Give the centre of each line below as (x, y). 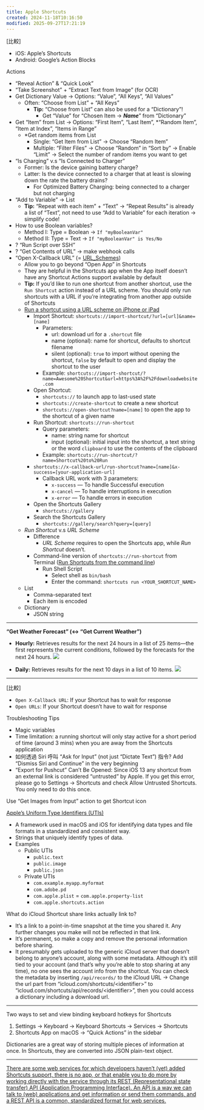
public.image (50, 864)
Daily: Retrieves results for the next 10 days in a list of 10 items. (94, 670)
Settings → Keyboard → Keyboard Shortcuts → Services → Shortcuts (101, 1026)
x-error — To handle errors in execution (102, 498)
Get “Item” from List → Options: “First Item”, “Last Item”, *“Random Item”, (106, 122)
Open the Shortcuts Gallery (67, 504)
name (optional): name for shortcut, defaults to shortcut (121, 341)
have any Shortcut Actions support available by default (93, 277)
